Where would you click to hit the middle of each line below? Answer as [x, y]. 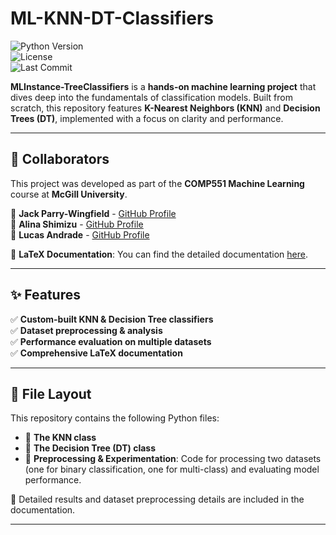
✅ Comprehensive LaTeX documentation [96, 353]
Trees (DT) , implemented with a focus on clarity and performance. [147, 118]
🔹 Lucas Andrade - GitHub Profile [80, 234]
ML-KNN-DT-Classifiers [112, 18]
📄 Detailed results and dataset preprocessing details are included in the [157, 499]
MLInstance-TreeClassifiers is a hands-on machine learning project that [163, 86]
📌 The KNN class [60, 438]
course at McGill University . [69, 194]
